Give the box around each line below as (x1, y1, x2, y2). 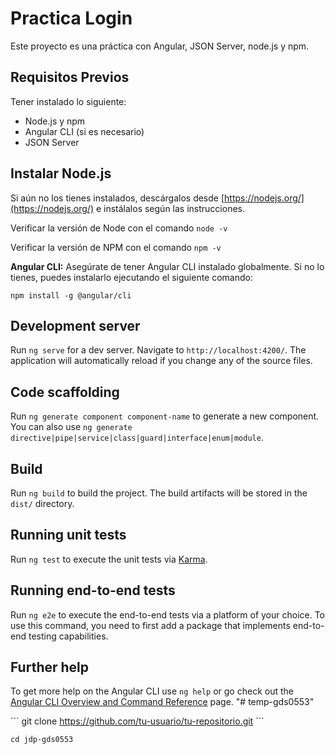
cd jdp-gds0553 (10, 735, 74, 745)
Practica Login (10, 7, 133, 30)
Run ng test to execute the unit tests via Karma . (10, 553, 208, 565)
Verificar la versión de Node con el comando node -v (10, 222, 228, 234)
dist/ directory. (10, 498, 75, 509)
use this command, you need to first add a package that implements (10, 619, 291, 631)
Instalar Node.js (10, 165, 112, 182)
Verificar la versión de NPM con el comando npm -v (10, 241, 222, 253)
